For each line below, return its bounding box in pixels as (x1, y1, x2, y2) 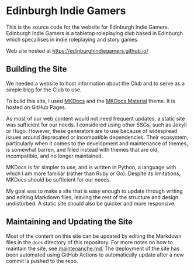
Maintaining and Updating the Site (6, 217, 133, 227)
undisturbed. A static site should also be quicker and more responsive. (6, 200, 176, 207)
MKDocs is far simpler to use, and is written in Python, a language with (6, 163, 176, 170)
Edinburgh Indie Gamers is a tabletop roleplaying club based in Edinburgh (6, 29, 183, 36)
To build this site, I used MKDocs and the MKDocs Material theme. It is (6, 97, 175, 104)
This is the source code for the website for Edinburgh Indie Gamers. (6, 23, 169, 30)
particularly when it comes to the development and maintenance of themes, (6, 139, 188, 147)
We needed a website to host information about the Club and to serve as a (6, 80, 185, 87)
